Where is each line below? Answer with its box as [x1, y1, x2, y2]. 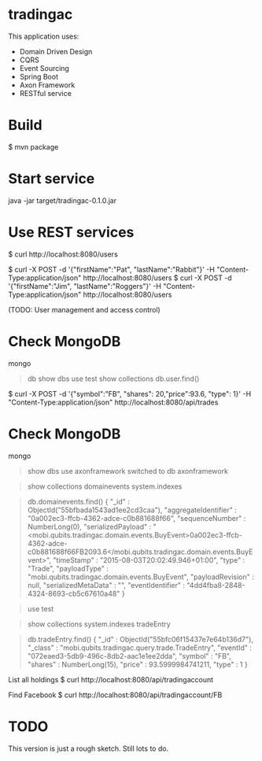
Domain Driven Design [19, 46, 93, 56]
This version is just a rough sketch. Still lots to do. [8, 744, 169, 753]
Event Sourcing [19, 63, 69, 72]
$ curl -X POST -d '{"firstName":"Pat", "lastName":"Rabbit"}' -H [8, 264, 215, 274]
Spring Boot [19, 72, 59, 81]
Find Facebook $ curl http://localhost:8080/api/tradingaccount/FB [8, 690, 223, 700]
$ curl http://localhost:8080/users [8, 249, 118, 259]
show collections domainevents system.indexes [27, 482, 183, 491]
